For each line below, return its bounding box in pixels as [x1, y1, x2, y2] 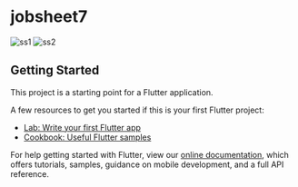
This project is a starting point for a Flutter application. [10, 86, 214, 97]
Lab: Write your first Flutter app [23, 122, 142, 133]
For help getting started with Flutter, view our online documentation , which [10, 149, 290, 160]
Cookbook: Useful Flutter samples [23, 132, 152, 143]
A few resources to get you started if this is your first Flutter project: [10, 104, 264, 115]
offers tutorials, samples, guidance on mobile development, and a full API [10, 159, 284, 170]
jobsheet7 [10, 6, 88, 27]
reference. [10, 168, 49, 179]
